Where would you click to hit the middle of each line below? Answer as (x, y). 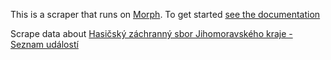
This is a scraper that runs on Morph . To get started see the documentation (165, 14)
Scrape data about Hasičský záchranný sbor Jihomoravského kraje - (151, 33)
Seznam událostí (44, 44)
